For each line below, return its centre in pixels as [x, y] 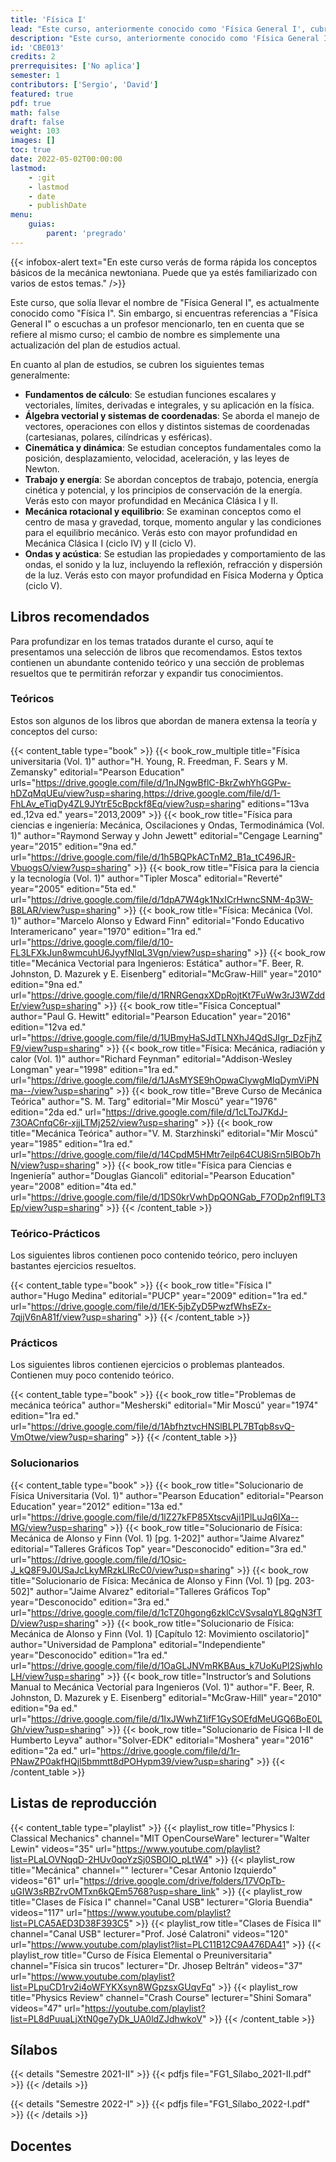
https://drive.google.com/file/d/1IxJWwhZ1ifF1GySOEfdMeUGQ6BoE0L [176, 1718]
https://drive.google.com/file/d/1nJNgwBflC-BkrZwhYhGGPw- [163, 782]
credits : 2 [33, 57]
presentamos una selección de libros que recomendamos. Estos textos [156, 652]
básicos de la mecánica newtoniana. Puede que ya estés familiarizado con [164, 272]
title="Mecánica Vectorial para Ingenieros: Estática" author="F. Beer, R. [157, 963]
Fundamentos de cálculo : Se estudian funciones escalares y [150, 394]
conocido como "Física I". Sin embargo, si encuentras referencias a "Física [164, 313]
